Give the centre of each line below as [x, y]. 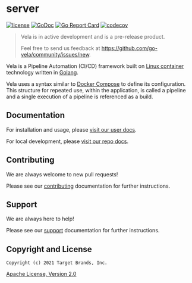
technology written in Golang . [42, 72]
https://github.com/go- [129, 48]
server [23, 9]
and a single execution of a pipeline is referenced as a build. [80, 97]
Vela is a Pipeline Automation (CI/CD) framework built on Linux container [95, 66]
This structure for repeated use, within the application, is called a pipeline [96, 90]
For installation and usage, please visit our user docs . [71, 129]
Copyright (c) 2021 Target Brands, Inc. [57, 263]
